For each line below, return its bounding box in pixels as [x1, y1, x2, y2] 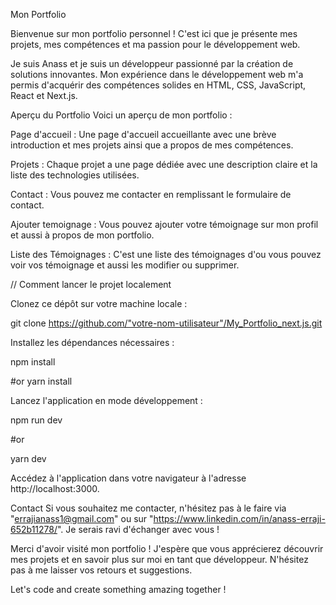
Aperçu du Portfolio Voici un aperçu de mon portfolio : [10, 109, 233, 121]
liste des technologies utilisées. [10, 169, 140, 181]
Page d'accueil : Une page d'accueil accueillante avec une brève [10, 129, 277, 140]
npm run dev [10, 414, 63, 426]
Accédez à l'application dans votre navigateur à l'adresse [10, 472, 247, 484]
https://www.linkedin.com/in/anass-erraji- [153, 513, 326, 524]
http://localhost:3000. [10, 483, 100, 494]
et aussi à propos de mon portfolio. [10, 229, 155, 241]
